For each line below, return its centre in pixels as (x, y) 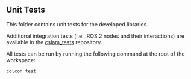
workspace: (21, 60)
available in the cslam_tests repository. (54, 42)
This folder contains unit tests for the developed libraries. (77, 24)
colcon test (21, 71)
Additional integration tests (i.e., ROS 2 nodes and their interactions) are (95, 36)
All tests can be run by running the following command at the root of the (95, 54)
